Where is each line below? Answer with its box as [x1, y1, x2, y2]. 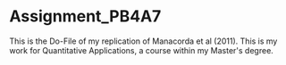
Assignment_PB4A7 [9, 6, 162, 27]
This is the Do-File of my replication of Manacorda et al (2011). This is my [9, 36, 278, 46]
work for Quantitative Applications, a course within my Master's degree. [9, 45, 274, 55]
